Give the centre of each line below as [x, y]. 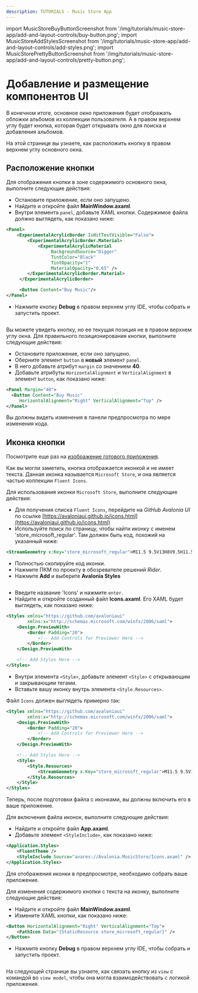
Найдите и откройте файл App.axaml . [62, 828]
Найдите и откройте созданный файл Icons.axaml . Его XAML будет [99, 599]
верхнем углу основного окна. [45, 149]
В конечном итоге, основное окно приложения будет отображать [89, 112]
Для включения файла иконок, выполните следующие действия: [88, 817]
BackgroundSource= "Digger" [84, 252]
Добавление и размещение [77, 84]
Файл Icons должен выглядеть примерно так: [63, 700]
